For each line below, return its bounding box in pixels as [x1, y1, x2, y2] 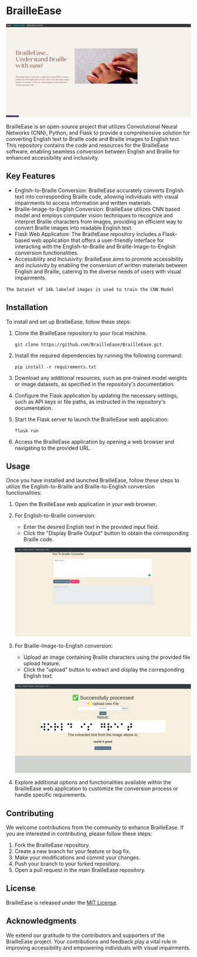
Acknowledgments [6, 916, 77, 926]
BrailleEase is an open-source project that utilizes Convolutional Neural [6, 123, 178, 130]
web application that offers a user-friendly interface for [31, 237, 164, 244]
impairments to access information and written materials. [14, 199, 152, 206]
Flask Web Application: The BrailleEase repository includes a [14, 230, 161, 237]
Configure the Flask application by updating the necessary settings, [14, 392, 179, 399]
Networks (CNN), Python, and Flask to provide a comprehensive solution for [6, 129, 191, 136]
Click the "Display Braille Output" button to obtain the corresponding [23, 530, 189, 537]
